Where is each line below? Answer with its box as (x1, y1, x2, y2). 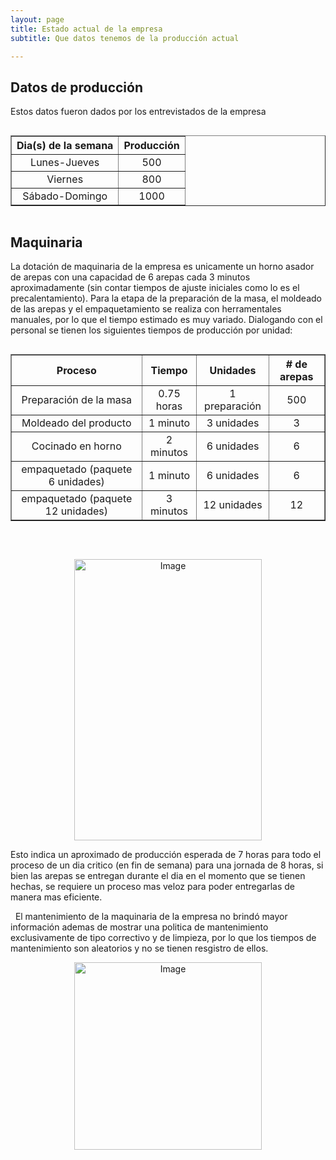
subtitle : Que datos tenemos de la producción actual (10, 33, 240, 43)
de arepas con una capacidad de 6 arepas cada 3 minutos (10, 271, 251, 283)
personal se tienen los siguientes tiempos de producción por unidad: (10, 324, 293, 336)
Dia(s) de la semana (16, 139, 114, 153)
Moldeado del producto (21, 416, 132, 430)
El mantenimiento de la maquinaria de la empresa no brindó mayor (14, 911, 288, 922)
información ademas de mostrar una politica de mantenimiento (10, 921, 269, 933)
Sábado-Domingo (22, 189, 108, 203)
